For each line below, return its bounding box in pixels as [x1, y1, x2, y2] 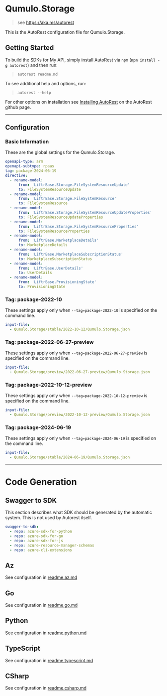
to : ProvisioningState [18, 284, 66, 289]
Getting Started [5, 43, 54, 52]
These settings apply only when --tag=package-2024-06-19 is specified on [5, 435, 157, 441]
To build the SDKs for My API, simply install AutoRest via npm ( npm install [5, 57, 156, 63]
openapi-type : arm [5, 159, 43, 164]
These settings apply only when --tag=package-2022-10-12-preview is [5, 393, 148, 399]
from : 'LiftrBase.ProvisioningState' [18, 279, 97, 284]
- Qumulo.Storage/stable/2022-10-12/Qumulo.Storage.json [9, 327, 130, 332]
